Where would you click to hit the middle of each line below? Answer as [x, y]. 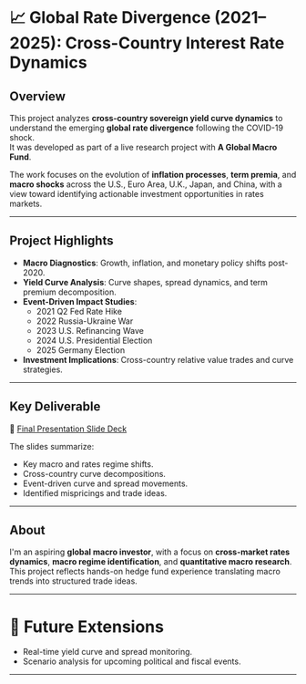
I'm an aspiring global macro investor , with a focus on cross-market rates [150, 552]
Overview [38, 96]
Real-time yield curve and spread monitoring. [107, 652]
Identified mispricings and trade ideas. [95, 492]
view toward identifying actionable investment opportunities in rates [137, 194]
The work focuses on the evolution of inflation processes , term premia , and [153, 175]
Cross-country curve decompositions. [94, 473]
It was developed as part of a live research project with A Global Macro [143, 147]
